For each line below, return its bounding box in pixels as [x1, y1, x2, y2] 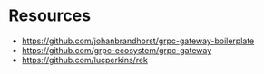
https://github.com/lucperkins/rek [21, 54, 149, 65]
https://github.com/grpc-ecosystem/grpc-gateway [21, 44, 212, 55]
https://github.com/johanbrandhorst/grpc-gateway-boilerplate [21, 35, 255, 46]
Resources [8, 5, 92, 26]
